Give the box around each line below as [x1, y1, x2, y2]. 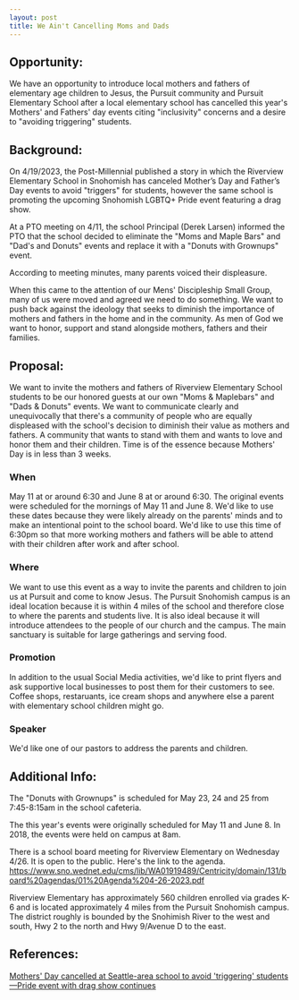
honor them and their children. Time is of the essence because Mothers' [9, 439, 275, 449]
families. [9, 332, 40, 343]
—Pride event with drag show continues [9, 979, 156, 990]
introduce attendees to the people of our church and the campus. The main [9, 620, 287, 630]
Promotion [9, 651, 56, 663]
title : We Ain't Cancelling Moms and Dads [9, 21, 170, 30]
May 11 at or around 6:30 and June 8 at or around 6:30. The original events [9, 491, 284, 502]
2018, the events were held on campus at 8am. [9, 829, 181, 840]
